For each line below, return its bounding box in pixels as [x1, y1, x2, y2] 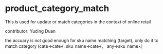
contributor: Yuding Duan [5, 28, 56, 34]
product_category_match [5, 3, 109, 14]
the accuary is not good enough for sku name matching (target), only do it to [5, 37, 159, 43]
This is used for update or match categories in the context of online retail [5, 19, 151, 25]
